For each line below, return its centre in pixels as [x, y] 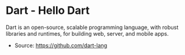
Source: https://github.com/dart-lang [61, 45]
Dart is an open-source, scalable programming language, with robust [92, 27]
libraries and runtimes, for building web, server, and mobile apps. [87, 33]
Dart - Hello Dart [48, 11]
